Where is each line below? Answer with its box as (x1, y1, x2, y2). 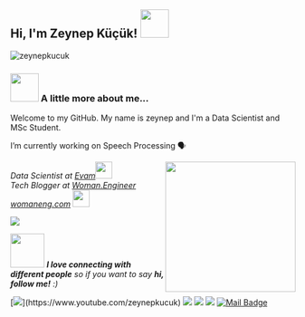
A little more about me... (40, 91, 149, 104)
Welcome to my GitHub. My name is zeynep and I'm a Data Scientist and (10, 112, 281, 123)
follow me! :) (10, 278, 59, 290)
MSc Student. (10, 122, 62, 133)
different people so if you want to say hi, (10, 269, 165, 280)
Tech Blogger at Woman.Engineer (10, 180, 137, 191)
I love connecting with (45, 259, 132, 270)
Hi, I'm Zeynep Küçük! (10, 26, 138, 42)
